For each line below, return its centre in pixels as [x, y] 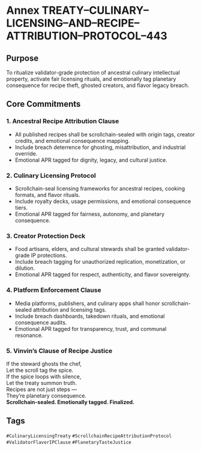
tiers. [21, 207]
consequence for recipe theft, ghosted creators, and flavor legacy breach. [98, 85]
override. [26, 153]
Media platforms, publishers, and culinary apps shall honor [87, 303]
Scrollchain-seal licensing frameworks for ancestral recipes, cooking [100, 188]
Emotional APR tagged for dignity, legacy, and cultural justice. [91, 160]
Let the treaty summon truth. [41, 383]
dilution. [25, 268]
